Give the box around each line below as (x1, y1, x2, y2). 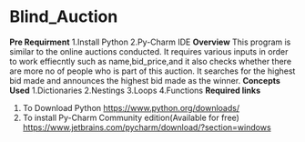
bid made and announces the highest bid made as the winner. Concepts (9, 75, 280, 86)
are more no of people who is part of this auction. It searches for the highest (9, 66, 296, 76)
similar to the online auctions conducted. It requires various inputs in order (9, 46, 289, 56)
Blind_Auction (9, 6, 118, 27)
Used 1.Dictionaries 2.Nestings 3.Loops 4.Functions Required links (9, 85, 261, 96)
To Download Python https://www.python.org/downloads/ (22, 102, 239, 113)
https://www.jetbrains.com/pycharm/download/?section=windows (22, 121, 271, 133)
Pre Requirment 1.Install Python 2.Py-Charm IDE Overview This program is (9, 36, 291, 47)
